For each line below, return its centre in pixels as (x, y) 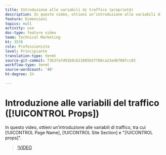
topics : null (19, 24)
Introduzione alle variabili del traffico (82, 103)
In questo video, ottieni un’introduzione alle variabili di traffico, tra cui (75, 127)
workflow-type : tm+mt (27, 65)
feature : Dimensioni (26, 19)
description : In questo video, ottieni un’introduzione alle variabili (80, 14)
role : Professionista (27, 47)
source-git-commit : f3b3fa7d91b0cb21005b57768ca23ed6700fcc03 (70, 60)
